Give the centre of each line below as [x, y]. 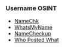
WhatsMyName [33, 27]
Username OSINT [31, 8]
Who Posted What [36, 40]
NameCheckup [32, 34]
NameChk [27, 21]
